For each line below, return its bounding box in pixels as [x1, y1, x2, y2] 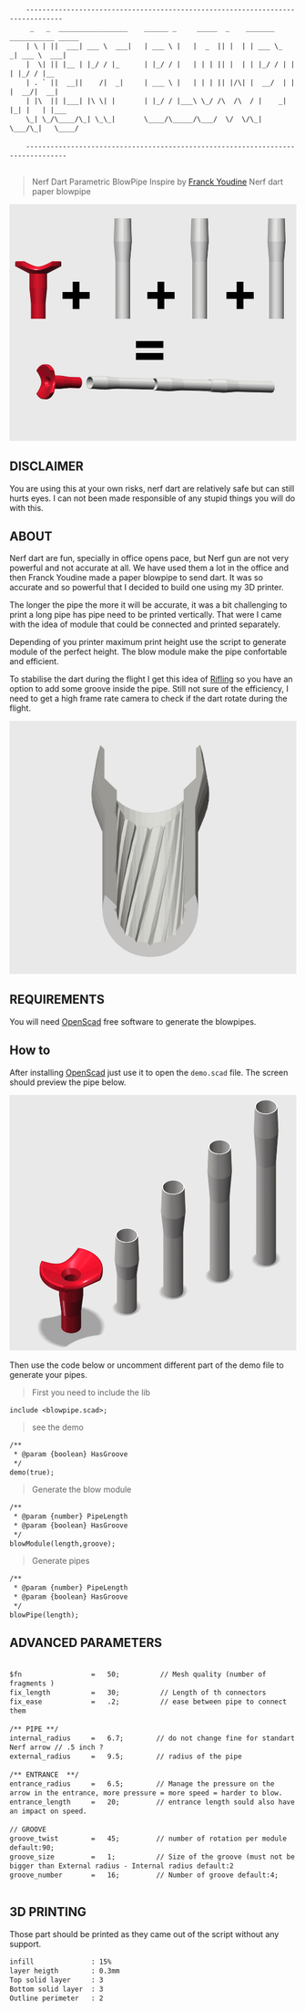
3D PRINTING [9, 1904, 86, 1920]
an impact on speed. [9, 1807, 88, 1816]
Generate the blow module [31, 1484, 132, 1496]
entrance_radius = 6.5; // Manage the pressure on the [9, 1779, 275, 1788]
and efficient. [9, 656, 59, 667]
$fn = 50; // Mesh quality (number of [9, 1670, 267, 1679]
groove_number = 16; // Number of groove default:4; [9, 1871, 280, 1880]
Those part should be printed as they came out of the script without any [9, 1928, 280, 1939]
